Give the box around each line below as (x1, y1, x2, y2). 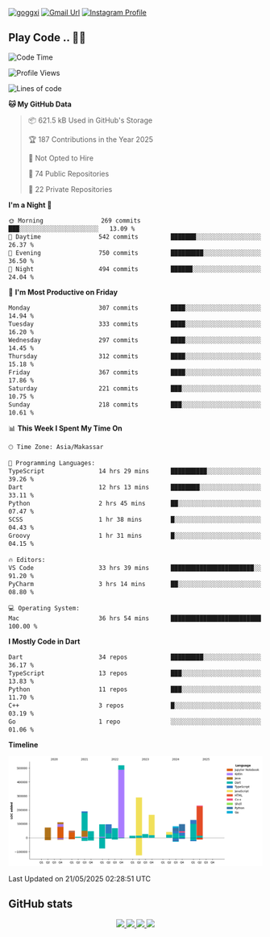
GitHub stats (8, 897, 73, 911)
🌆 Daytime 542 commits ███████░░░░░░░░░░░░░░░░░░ (8, 232, 262, 241)
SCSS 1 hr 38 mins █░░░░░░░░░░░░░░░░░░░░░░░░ (8, 515, 262, 523)
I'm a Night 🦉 (8, 200, 52, 210)
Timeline (8, 739, 39, 749)
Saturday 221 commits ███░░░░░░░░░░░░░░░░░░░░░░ (8, 384, 262, 393)
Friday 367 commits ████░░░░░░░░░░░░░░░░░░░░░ (8, 368, 262, 377)
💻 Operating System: (8, 604, 81, 612)
